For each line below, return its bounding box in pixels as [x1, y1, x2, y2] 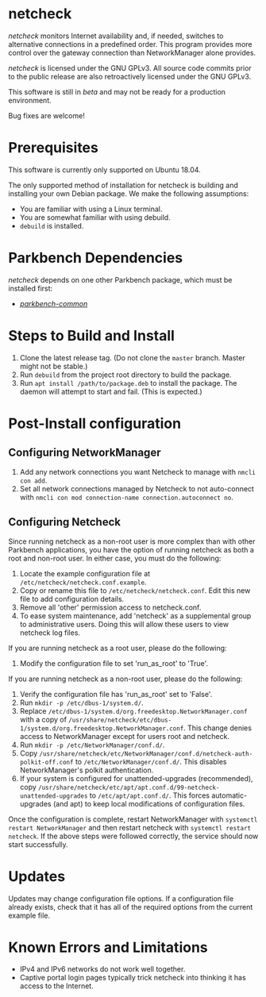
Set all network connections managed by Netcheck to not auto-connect [19, 483, 254, 493]
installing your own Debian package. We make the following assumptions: [8, 188, 249, 198]
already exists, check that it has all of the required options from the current [8, 902, 253, 911]
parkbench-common [19, 298, 88, 308]
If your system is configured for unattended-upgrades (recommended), [19, 773, 253, 783]
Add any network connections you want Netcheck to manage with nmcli [19, 467, 256, 476]
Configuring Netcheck [8, 515, 121, 529]
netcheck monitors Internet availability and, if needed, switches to [8, 31, 224, 40]
